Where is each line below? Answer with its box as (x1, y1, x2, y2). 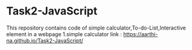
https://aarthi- (123, 30, 158, 37)
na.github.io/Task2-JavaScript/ (6, 37, 83, 44)
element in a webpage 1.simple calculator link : (6, 30, 123, 37)
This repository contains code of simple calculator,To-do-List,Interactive (6, 24, 186, 31)
